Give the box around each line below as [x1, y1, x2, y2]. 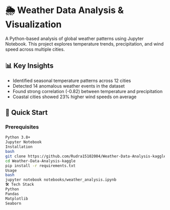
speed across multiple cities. [5, 46, 65, 52]
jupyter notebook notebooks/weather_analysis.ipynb [5, 177, 116, 183]
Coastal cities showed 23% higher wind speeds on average [12, 94, 137, 100]
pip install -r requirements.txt [5, 163, 76, 168]
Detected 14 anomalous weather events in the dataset [12, 82, 125, 89]
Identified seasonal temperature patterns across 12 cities [12, 77, 132, 83]
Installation [5, 144, 33, 150]
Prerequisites [5, 123, 39, 131]
